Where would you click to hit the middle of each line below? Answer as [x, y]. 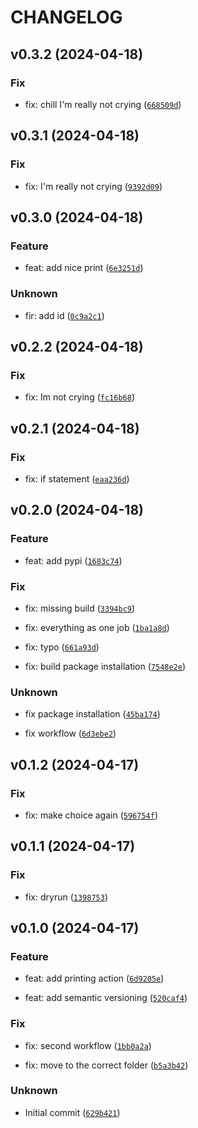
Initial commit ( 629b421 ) [72, 1112]
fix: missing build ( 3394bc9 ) [80, 608]
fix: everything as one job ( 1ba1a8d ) [97, 627]
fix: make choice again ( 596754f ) [91, 815]
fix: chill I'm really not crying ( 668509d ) [103, 104]
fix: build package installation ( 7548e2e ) [105, 666]
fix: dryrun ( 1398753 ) [66, 897]
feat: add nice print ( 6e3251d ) [84, 268]
